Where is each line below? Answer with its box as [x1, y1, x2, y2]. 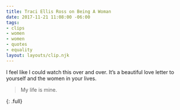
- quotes [6, 42, 28, 48]
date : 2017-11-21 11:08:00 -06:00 [6, 14, 91, 20]
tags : [6, 19, 19, 25]
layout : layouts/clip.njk [6, 52, 69, 58]
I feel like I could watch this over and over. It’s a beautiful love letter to [6, 68, 175, 75]
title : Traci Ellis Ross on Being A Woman [6, 8, 111, 15]
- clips [6, 25, 25, 31]
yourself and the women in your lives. [6, 75, 97, 82]
